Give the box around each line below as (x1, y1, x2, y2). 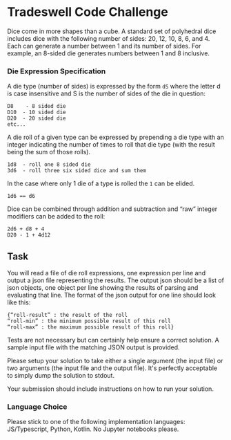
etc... (7, 121, 26, 128)
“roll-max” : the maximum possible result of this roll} (7, 324, 174, 331)
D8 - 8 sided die (7, 103, 67, 110)
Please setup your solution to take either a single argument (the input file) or (7, 357, 223, 365)
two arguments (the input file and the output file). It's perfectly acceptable (7, 364, 218, 372)
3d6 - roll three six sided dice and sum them (7, 167, 147, 174)
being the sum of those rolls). (7, 148, 91, 156)
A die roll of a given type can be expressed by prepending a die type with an (7, 133, 224, 142)
